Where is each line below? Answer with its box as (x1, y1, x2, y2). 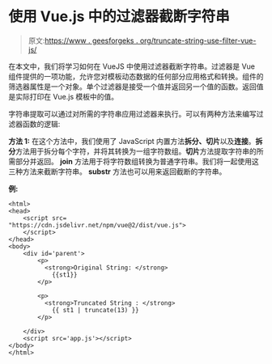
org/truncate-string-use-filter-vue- (139, 36, 257, 45)
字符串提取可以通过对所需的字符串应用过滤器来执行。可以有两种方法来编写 (8, 108, 257, 118)
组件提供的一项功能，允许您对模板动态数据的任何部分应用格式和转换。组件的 (8, 71, 264, 81)
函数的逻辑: (22, 119, 61, 129)
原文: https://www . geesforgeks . (28, 36, 138, 45)
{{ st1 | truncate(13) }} (51, 306, 139, 314)
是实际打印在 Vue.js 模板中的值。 (8, 91, 119, 101)
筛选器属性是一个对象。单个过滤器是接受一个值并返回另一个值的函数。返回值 (8, 82, 264, 91)
